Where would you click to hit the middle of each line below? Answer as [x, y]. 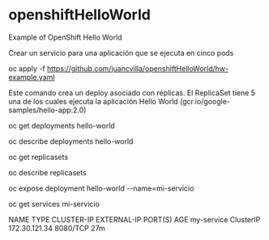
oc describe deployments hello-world [71, 141]
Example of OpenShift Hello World [65, 37]
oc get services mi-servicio [54, 204]
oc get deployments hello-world [62, 125]
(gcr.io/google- [205, 101]
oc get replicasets [38, 157]
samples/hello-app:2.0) [47, 110]
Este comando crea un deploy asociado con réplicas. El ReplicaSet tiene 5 [132, 93]
